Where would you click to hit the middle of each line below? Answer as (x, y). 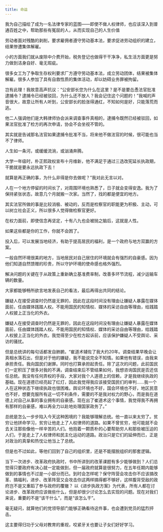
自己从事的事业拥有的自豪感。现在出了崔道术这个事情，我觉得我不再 (86, 400)
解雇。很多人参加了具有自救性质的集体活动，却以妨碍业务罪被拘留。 (73, 79)
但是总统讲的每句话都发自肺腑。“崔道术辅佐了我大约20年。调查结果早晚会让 (81, 351)
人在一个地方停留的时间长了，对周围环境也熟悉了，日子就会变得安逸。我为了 (81, 188)
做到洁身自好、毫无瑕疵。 (35, 63)
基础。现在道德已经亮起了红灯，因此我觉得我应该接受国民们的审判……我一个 (81, 382)
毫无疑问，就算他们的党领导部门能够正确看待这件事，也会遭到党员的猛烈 (77, 508)
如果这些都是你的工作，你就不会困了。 (43, 231)
